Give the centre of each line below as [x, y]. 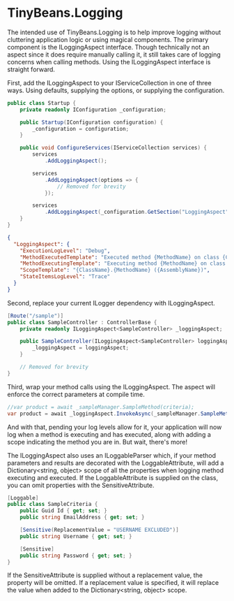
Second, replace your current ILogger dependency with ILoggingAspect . [111, 303]
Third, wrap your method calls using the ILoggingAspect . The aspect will [111, 386]
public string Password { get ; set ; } [76, 556]
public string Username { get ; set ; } [76, 536]
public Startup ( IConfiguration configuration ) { [92, 122]
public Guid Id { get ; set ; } [64, 511]
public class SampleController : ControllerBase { [82, 322]
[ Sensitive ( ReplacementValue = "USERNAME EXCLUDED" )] [99, 530]
